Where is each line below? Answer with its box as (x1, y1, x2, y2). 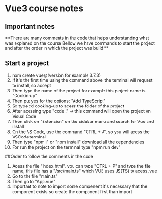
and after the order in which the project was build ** (5, 46, 109, 51)
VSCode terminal (12, 134, 46, 139)
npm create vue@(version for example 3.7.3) (12, 72, 101, 78)
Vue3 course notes (5, 3, 84, 14)
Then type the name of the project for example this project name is (12, 88, 146, 93)
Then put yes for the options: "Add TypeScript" (12, 98, 106, 104)
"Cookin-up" (12, 92, 38, 98)
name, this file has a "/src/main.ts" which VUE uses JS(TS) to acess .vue (12, 168, 157, 174)
